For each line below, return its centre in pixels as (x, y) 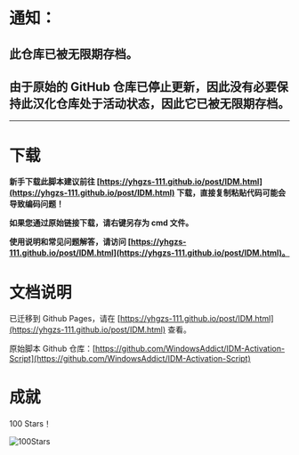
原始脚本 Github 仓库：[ (53, 349)
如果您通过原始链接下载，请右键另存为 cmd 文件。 (101, 223)
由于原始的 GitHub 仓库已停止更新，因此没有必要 (143, 87)
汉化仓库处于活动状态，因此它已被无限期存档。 (161, 103)
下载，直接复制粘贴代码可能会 (231, 193)
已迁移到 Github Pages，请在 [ (65, 319)
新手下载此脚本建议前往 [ (55, 182)
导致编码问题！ (36, 204)
